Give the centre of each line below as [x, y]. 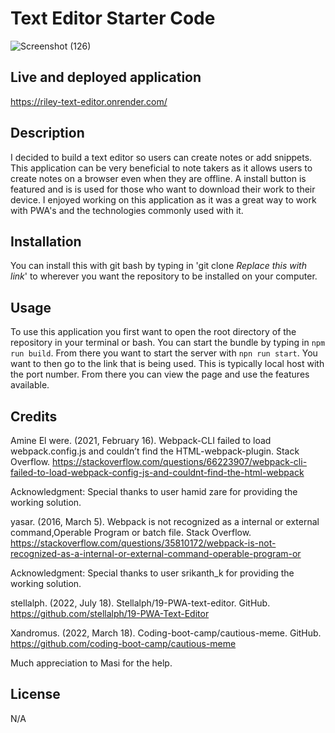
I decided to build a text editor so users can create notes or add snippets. [161, 157]
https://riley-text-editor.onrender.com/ [89, 101]
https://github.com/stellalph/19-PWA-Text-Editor [110, 613]
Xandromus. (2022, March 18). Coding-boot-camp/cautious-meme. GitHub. [166, 633]
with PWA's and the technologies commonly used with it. [127, 210]
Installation [46, 241]
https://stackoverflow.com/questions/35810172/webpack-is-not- [143, 543]
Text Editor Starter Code [113, 18]
